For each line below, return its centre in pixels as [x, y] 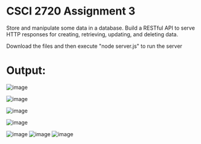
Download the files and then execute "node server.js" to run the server [94, 46]
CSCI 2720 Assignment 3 [71, 11]
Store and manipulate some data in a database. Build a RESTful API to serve [101, 28]
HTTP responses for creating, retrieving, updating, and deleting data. [92, 34]
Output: [26, 70]
